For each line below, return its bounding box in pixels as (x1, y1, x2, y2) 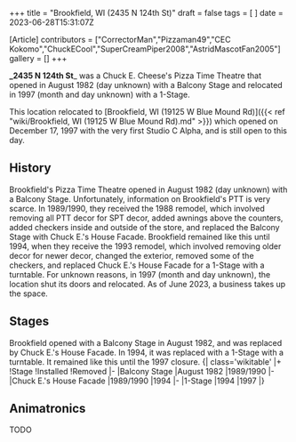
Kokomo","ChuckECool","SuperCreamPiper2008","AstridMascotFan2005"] (9, 44, 282, 54)
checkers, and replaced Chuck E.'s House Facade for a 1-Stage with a (9, 260, 265, 270)
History (9, 160, 52, 176)
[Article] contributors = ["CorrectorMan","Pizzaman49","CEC (9, 35, 231, 44)
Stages (9, 314, 50, 329)
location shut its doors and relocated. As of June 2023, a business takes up (9, 278, 286, 289)
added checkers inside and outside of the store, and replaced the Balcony (9, 221, 280, 232)
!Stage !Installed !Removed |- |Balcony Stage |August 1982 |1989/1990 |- (9, 366, 276, 376)
